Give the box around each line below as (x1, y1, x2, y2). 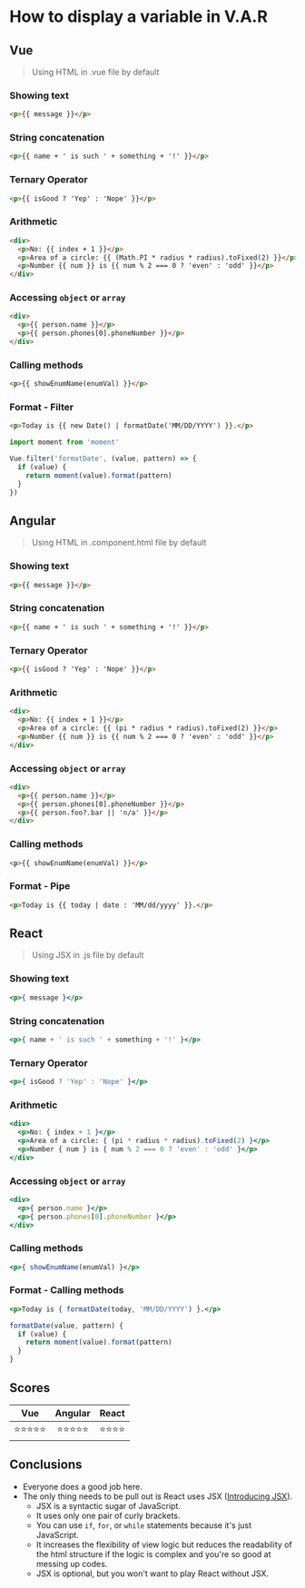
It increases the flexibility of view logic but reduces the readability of (35, 1539, 292, 1550)
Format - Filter (9, 401, 74, 414)
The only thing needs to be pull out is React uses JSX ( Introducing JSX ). (22, 1491, 293, 1502)
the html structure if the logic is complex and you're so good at (35, 1548, 271, 1559)
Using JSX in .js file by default (31, 950, 144, 961)
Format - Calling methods (9, 1284, 124, 1297)
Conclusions (9, 1457, 83, 1473)
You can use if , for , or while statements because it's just (35, 1519, 252, 1531)
